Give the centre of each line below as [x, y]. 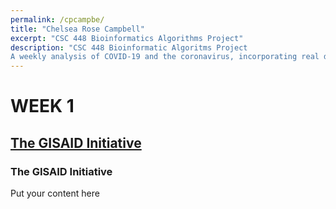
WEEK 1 [42, 106]
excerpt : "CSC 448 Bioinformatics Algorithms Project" [127, 38]
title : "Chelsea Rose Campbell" [77, 29]
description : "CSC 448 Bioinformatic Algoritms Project [129, 47]
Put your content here [55, 193]
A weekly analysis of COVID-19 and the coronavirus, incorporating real [165, 57]
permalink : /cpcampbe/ [57, 19]
